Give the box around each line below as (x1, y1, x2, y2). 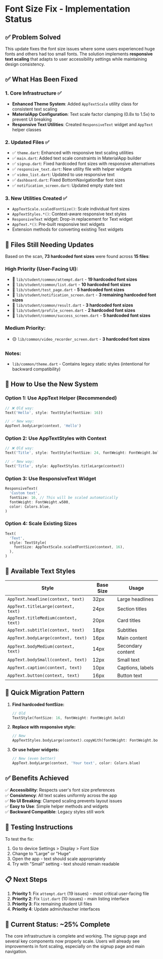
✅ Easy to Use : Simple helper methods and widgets (5, 803, 109, 809)
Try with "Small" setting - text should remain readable (12, 861, 120, 866)
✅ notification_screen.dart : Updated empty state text (12, 182, 123, 188)
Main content (117, 634, 147, 641)
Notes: (5, 350, 21, 357)
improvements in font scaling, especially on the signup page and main (5, 943, 145, 949)
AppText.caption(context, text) (7, 665, 82, 670)
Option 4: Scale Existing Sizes (5, 520, 77, 527)
